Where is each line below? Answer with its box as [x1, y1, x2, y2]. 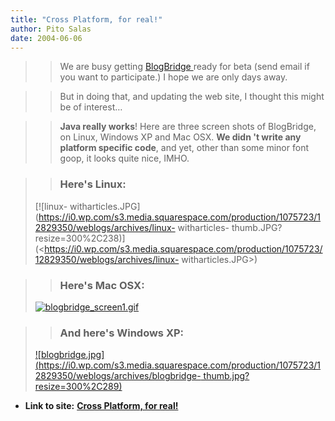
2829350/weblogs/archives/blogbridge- [34, 370, 202, 382]
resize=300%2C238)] [34, 232, 126, 244]
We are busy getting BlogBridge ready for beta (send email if [59, 61, 310, 73]
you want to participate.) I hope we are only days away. [59, 71, 288, 83]
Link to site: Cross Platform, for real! [24, 400, 179, 412]
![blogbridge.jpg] [34, 349, 105, 361]
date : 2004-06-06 [10, 33, 83, 43]
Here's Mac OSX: [59, 278, 145, 292]
